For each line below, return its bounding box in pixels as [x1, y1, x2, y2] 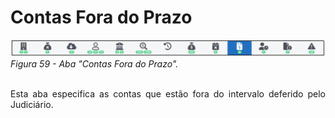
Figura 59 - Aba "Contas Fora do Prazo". [10, 58, 179, 70]
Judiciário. [10, 99, 54, 110]
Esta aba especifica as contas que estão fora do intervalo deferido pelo [10, 88, 326, 100]
